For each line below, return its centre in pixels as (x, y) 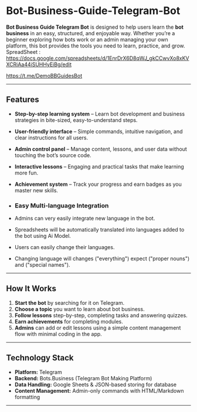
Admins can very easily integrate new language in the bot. (85, 219)
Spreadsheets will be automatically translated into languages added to (99, 230)
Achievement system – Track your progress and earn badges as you (98, 184)
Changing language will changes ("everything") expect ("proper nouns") (102, 258)
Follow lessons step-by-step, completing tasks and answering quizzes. (101, 315)
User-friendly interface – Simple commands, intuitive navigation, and (98, 131)
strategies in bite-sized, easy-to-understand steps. (76, 120)
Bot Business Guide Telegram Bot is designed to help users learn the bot (95, 27)
